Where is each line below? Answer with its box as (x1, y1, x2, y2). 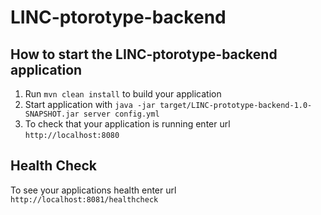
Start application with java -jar (24, 99, 156, 110)
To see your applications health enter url (10, 184, 177, 196)
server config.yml (83, 109, 160, 119)
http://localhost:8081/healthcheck (10, 194, 159, 205)
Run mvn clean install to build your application (24, 88, 222, 100)
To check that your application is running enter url (24, 118, 231, 130)
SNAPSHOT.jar (24, 109, 80, 119)
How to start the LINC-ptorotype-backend (10, 46, 278, 63)
